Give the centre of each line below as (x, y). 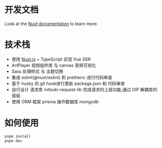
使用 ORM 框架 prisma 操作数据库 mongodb (55, 101)
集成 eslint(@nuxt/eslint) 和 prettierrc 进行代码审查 (62, 77)
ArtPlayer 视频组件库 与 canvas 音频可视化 (54, 65)
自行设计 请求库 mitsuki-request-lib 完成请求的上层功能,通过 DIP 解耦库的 (84, 89)
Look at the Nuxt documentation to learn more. (51, 24)
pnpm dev (13, 141)
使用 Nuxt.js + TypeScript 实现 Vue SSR (51, 59)
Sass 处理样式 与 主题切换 (37, 71)
